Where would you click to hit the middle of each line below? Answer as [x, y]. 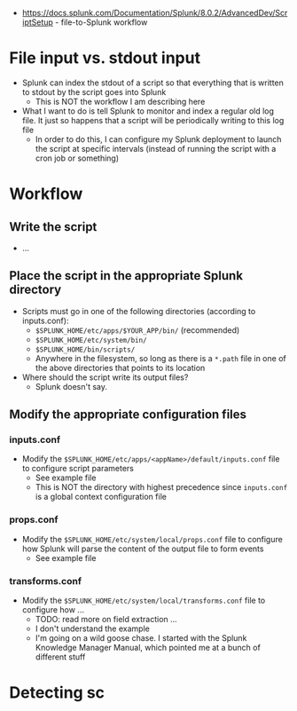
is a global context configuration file [101, 497]
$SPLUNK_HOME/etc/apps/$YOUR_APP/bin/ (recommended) [137, 330]
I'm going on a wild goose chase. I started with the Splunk [141, 638]
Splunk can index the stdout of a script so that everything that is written [152, 83]
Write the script [53, 227]
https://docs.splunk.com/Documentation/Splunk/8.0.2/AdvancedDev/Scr [155, 13]
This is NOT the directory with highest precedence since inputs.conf [161, 487]
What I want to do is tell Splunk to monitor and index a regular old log [148, 111]
